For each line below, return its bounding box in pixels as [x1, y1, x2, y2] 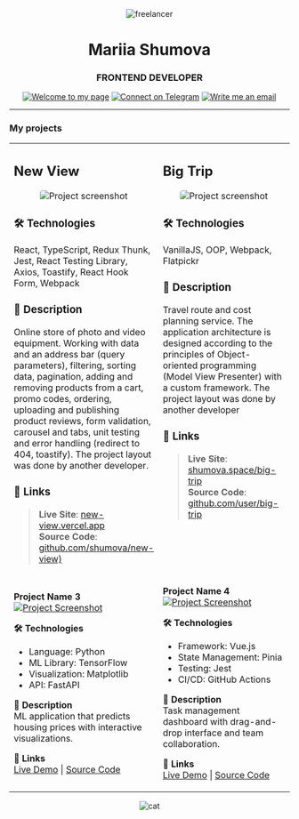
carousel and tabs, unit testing [13, 426, 141, 438]
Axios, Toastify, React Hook [13, 266, 129, 278]
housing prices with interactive [13, 721, 142, 734]
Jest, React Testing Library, [13, 255, 128, 268]
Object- [216, 349, 251, 361]
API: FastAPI [28, 679, 80, 692]
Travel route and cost [162, 304, 252, 317]
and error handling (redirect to [13, 438, 141, 450]
